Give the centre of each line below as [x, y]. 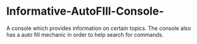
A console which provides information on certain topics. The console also [99, 28]
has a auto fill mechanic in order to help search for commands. [85, 34]
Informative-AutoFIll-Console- [85, 11]
